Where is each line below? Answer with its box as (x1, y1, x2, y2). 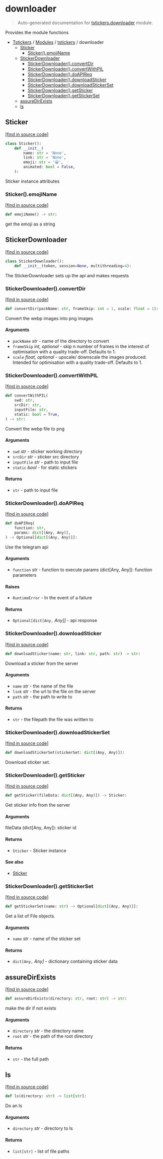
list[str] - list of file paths (12, 1148, 69, 1154)
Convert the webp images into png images (5, 315, 93, 321)
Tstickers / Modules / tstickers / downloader (12, 39, 104, 45)
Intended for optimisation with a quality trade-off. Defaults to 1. (12, 359, 142, 365)
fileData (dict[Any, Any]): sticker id (5, 825, 76, 831)
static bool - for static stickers (12, 464, 77, 471)
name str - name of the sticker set (12, 936, 81, 942)
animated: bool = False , (23, 165, 75, 170)
